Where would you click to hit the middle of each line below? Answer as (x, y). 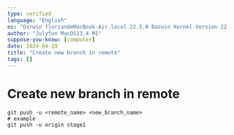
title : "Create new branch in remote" (64, 53)
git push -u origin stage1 (47, 125)
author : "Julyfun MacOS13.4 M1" (54, 33)
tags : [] (20, 59)
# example (22, 119)
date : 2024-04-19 (33, 46)
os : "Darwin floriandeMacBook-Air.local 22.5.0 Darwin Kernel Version (112, 27)
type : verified (29, 14)
